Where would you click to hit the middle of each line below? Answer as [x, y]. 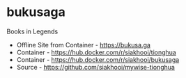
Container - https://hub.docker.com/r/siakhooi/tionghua [96, 52]
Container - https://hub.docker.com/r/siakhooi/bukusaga [98, 59]
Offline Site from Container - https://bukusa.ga [84, 45]
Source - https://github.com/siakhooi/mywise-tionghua [96, 67]
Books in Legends [32, 31]
